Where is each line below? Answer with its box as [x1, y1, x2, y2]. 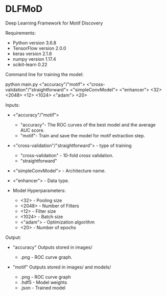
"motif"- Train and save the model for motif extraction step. [20, 132, 146, 138]
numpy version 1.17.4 [12, 56, 56, 62]
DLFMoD [5, 3, 42, 15]
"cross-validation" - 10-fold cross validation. [20, 152, 114, 158]
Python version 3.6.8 [12, 39, 57, 46]
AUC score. [20, 127, 45, 133]
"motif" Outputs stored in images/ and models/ [12, 264, 111, 270]
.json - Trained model [20, 284, 65, 291]
